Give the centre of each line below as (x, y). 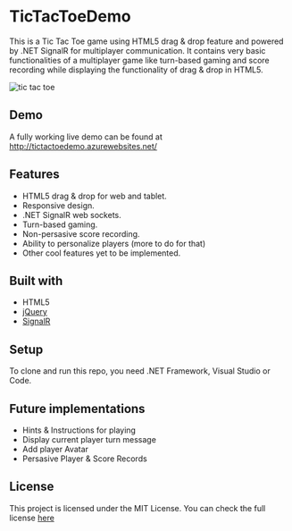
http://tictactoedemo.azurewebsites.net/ (83, 146)
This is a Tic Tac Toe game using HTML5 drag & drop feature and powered (146, 41)
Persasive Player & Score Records (84, 459)
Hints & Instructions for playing (79, 430)
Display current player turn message (89, 439)
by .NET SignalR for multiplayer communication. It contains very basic (138, 50)
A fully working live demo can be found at (86, 137)
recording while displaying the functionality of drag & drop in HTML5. (136, 70)
